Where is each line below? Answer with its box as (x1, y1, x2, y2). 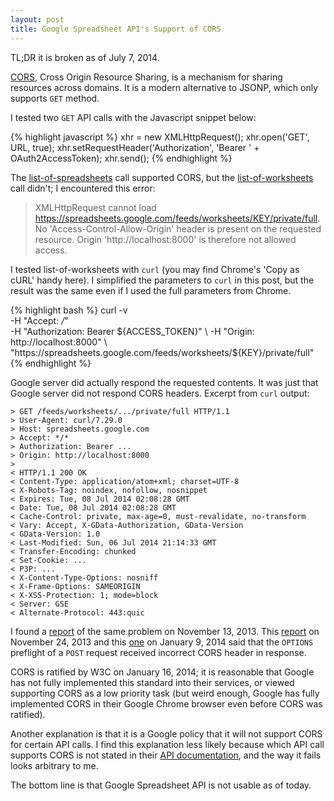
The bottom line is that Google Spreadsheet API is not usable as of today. (10, 779, 312, 791)
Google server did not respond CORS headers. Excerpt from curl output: (10, 387, 310, 399)
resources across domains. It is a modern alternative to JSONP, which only (10, 81, 319, 93)
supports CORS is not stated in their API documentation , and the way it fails (10, 749, 322, 761)
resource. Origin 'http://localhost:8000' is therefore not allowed (34, 233, 297, 245)
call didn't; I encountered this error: (10, 182, 156, 194)
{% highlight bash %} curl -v (10, 304, 128, 316)
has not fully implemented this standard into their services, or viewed (10, 676, 295, 688)
